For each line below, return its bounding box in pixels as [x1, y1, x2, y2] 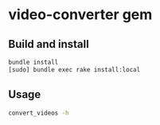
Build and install [8, 37, 89, 51]
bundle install [8, 58, 59, 66]
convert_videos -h [8, 109, 69, 117]
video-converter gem [8, 6, 153, 24]
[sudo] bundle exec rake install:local [8, 65, 141, 73]
